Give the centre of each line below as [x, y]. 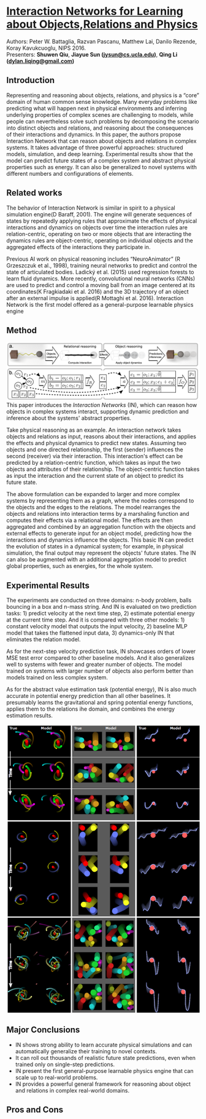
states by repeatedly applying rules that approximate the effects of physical [102, 221]
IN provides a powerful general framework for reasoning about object [103, 1084]
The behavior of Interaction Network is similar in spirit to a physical [91, 208]
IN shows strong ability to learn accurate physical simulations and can [103, 1045]
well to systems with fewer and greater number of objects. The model [94, 665]
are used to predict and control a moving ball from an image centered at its [101, 285]
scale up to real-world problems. [56, 1077]
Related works [34, 193]
